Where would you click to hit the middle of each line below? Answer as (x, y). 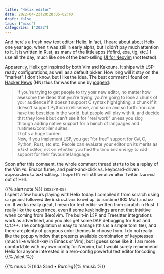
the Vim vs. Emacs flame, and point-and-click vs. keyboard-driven (72, 169)
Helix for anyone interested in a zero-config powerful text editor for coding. (81, 252)
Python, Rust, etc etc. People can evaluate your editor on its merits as (87, 144)
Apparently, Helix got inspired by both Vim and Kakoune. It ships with (75, 67)
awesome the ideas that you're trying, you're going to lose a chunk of (87, 97)
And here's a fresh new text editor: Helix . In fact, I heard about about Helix (80, 42)
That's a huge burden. (39, 134)
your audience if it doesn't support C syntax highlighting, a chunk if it (87, 102)
